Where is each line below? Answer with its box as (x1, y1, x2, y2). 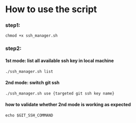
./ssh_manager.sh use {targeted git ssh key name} (5, 90, 115, 96)
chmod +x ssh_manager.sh (5, 33, 58, 39)
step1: (5, 22, 21, 29)
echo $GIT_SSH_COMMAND (5, 113, 53, 118)
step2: (5, 45, 22, 52)
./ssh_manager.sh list (5, 69, 53, 74)
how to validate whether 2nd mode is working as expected (5, 102, 131, 108)
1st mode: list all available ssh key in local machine (5, 57, 114, 64)
